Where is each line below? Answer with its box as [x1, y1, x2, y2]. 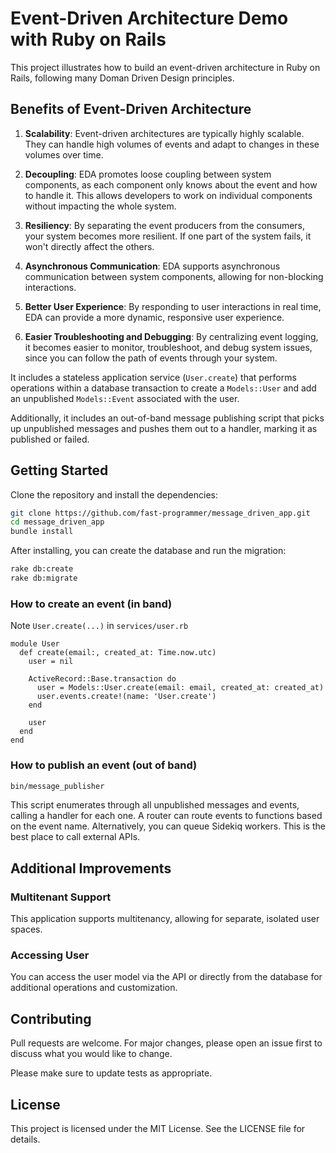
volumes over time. [24, 148, 104, 161]
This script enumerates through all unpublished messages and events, [10, 799, 300, 811]
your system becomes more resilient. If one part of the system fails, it [24, 230, 312, 242]
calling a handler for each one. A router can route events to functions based [10, 810, 323, 822]
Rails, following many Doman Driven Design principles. [10, 72, 235, 84]
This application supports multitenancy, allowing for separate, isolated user [10, 913, 320, 925]
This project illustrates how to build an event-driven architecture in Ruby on [10, 61, 321, 73]
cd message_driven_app [10, 517, 105, 527]
